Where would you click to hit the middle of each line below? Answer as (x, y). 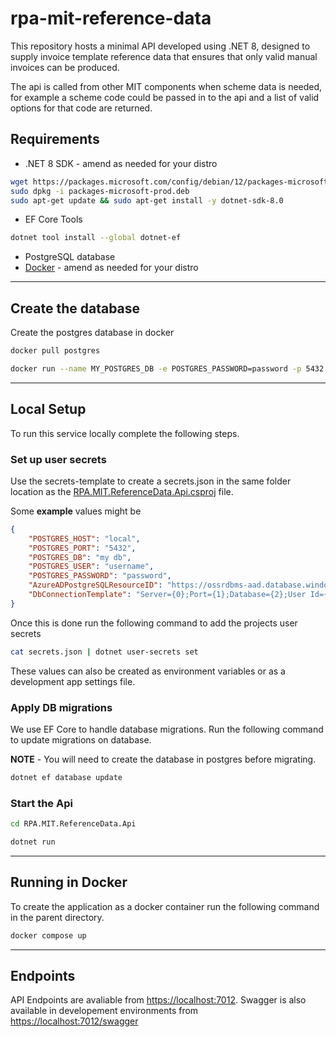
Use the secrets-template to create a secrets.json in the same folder (151, 481)
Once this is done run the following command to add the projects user (154, 623)
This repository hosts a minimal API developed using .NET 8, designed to (160, 46)
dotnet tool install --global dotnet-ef (96, 238)
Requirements (55, 139)
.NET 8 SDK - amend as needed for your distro (121, 163)
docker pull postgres (55, 351)
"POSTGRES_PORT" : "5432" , (82, 548)
